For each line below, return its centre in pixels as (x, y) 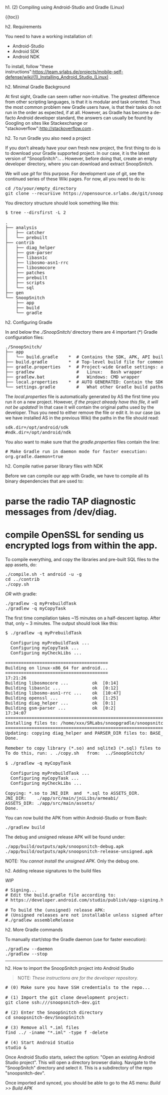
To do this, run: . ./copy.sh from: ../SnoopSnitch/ (75, 753)
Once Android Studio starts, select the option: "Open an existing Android (80, 1057)
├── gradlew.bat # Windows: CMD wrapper (72, 377)
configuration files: (24, 337)
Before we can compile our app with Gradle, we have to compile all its (77, 476)
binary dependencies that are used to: (44, 481)
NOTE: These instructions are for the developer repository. (78, 978)
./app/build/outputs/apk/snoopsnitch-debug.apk (64, 847)
